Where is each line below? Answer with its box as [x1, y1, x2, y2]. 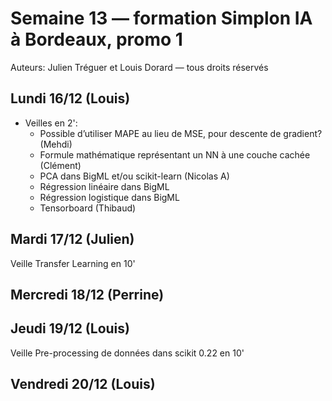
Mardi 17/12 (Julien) [10, 231, 135, 248]
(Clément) [39, 159, 82, 171]
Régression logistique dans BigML [39, 191, 180, 203]
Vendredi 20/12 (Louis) [10, 376, 156, 393]
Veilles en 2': [24, 117, 78, 129]
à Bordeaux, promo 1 [10, 28, 183, 51]
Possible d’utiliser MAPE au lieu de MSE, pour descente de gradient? [39, 127, 323, 139]
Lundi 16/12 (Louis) [10, 90, 131, 107]
